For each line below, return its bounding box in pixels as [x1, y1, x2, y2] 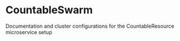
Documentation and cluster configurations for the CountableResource [5, 23, 175, 29]
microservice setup [5, 28, 52, 35]
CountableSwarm [5, 3, 93, 17]
